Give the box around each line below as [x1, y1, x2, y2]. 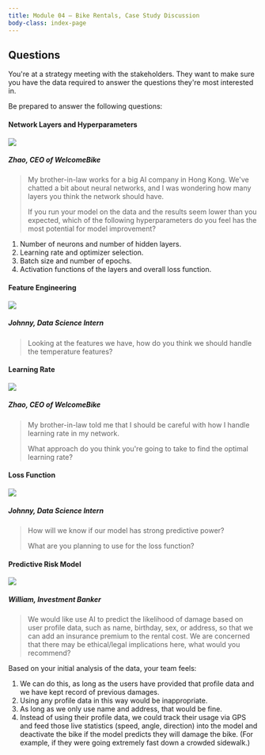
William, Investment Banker [8, 594, 101, 604]
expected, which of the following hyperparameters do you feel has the [27, 216, 257, 225]
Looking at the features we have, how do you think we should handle [27, 338, 252, 347]
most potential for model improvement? [27, 224, 157, 234]
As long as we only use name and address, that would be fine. [19, 704, 223, 714]
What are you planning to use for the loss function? [27, 541, 195, 550]
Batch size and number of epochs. [19, 256, 132, 266]
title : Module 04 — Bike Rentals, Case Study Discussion [8, 11, 200, 20]
